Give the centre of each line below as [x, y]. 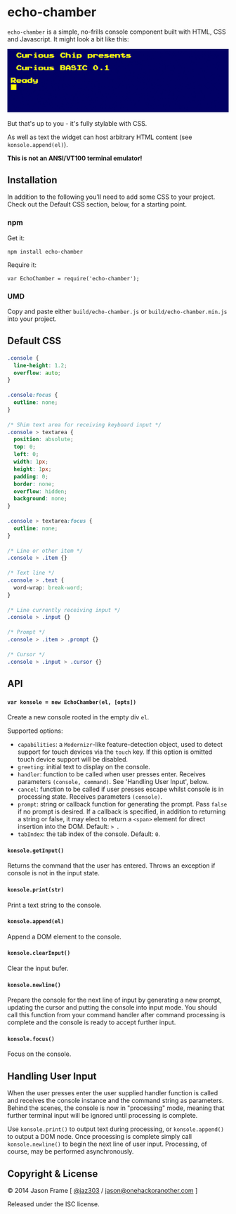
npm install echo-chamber [45, 252]
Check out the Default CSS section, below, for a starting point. [97, 204]
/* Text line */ [31, 573]
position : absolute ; [44, 440]
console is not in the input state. [53, 873]
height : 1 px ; [33, 469]
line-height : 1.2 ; [41, 365]
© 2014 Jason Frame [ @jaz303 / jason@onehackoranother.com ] [103, 1190]
